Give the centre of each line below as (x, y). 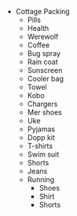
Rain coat (42, 62)
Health (38, 28)
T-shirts (40, 146)
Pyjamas (41, 129)
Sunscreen (45, 70)
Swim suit (43, 154)
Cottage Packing (42, 11)
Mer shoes (45, 112)
